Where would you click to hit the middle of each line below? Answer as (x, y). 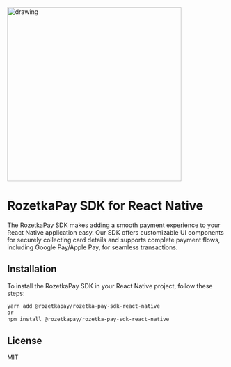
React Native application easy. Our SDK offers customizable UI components (115, 232)
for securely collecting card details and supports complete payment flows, (114, 240)
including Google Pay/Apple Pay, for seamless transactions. (93, 247)
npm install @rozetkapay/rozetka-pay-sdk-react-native (88, 319)
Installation (32, 269)
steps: (16, 293)
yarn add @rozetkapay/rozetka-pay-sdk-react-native (83, 306)
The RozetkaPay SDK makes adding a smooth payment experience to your (114, 225)
